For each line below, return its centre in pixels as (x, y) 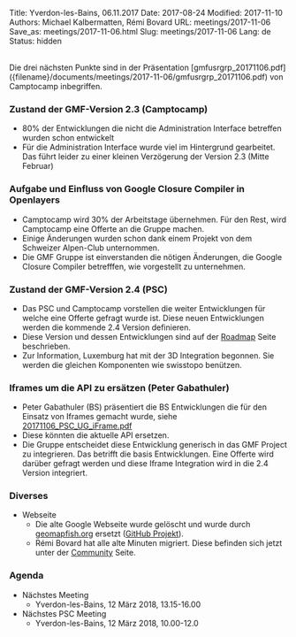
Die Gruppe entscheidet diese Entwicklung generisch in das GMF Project (154, 445)
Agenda (27, 576)
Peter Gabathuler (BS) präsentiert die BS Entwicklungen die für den (144, 407)
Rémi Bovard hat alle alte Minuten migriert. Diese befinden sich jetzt (159, 543)
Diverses (29, 496)
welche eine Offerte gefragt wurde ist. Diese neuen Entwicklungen (143, 318)
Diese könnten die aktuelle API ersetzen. (95, 435)
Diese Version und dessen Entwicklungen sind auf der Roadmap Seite (149, 336)
